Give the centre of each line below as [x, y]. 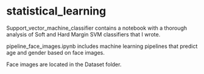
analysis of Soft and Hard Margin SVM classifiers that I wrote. [83, 34]
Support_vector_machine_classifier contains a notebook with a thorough [97, 28]
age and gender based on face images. [55, 52]
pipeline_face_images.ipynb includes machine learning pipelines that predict [102, 46]
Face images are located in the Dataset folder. [64, 64]
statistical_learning [56, 11]
